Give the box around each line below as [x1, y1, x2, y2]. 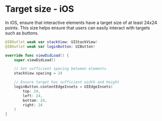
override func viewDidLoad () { [5, 53, 69, 58]
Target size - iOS [5, 3, 75, 15]
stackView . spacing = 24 [14, 71, 63, 76]
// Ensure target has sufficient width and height [14, 80, 120, 85]
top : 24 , [23, 89, 41, 94]
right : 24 [23, 102, 43, 107]
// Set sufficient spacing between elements [14, 66, 107, 72]
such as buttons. [5, 30, 39, 36]
